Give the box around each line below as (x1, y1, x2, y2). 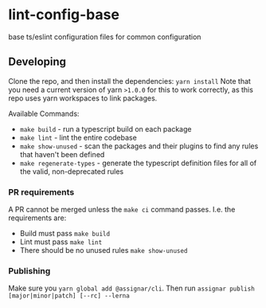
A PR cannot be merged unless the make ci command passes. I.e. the (8, 205, 236, 215)
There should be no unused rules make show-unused (19, 246, 188, 255)
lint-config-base (8, 6, 119, 24)
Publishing (8, 265, 51, 276)
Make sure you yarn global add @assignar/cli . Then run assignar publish (8, 283, 255, 293)
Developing (8, 55, 66, 69)
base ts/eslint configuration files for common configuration (8, 32, 201, 41)
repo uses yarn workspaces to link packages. (8, 93, 158, 103)
